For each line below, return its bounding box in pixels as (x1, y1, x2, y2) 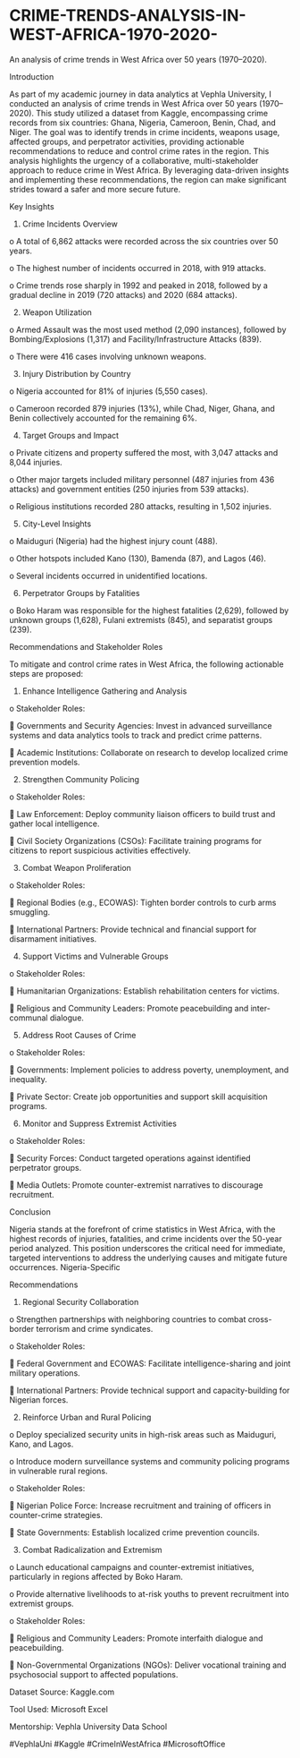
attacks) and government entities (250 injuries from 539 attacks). (9, 483, 249, 494)
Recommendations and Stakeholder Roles (9, 641, 163, 652)
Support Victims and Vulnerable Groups (21, 951, 169, 961)
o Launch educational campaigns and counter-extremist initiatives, (9, 1561, 254, 1572)
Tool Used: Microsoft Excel (9, 1703, 109, 1714)
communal (9, 1012, 48, 1023)
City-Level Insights (21, 518, 92, 529)
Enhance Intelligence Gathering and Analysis (21, 686, 187, 696)
